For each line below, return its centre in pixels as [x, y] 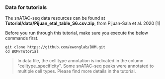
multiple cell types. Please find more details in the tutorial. [77, 71]
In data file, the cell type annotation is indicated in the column [80, 61]
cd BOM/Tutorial [22, 52]
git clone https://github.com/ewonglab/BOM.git [55, 47]
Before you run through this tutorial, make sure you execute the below [77, 33]
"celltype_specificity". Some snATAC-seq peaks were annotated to [85, 66]
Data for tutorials [26, 7]
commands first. [22, 38]
